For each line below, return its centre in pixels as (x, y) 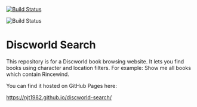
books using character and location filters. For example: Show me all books (98, 68)
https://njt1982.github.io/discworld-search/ (59, 97)
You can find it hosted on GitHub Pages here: (62, 85)
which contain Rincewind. (38, 74)
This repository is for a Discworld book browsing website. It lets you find (95, 61)
